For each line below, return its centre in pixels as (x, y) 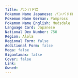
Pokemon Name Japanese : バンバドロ (39, 14)
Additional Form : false (29, 46)
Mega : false (17, 50)
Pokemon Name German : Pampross (37, 18)
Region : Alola (19, 37)
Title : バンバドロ (22, 9)
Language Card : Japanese (30, 28)
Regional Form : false (27, 41)
